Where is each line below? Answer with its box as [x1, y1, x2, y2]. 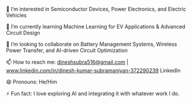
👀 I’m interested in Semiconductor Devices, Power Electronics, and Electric [6, 6, 186, 12]
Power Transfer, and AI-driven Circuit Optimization [6, 47, 128, 54]
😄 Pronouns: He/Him [6, 78, 57, 85]
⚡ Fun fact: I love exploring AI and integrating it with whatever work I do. [6, 90, 180, 97]
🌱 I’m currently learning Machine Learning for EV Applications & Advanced [6, 23, 186, 30]
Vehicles [6, 12, 27, 19]
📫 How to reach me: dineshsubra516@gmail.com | [6, 59, 129, 66]
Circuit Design [6, 29, 40, 36]
